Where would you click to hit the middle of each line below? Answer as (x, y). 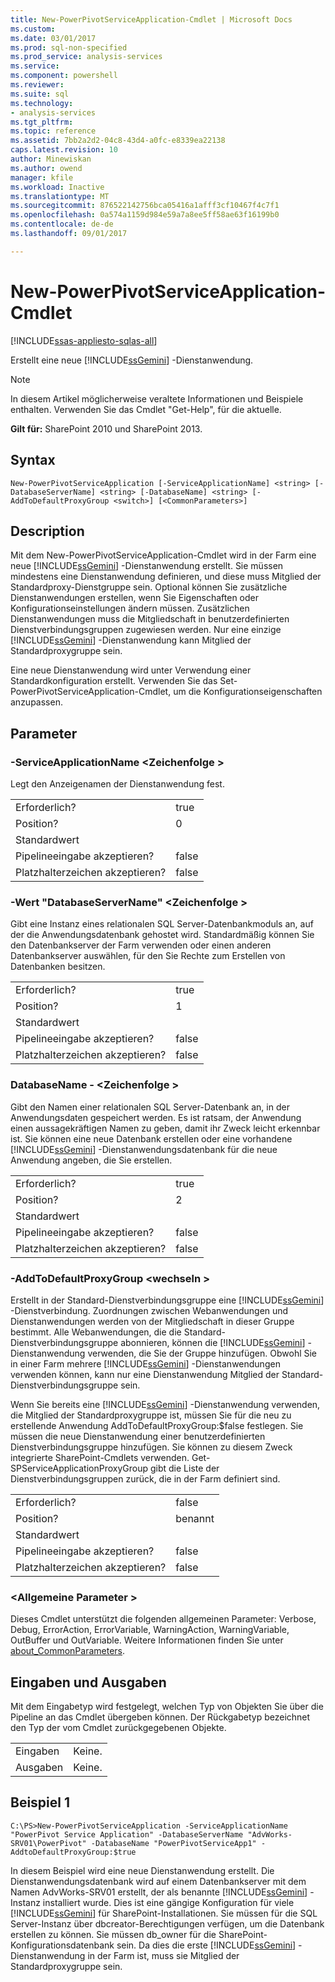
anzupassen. (36, 702)
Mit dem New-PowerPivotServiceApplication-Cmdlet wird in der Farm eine (163, 555)
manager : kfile (42, 177)
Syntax (33, 460)
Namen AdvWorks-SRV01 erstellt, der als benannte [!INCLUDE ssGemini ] (159, 1892)
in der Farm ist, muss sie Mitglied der (163, 1955)
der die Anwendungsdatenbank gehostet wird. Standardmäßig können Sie (162, 935)
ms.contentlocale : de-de (62, 224)
